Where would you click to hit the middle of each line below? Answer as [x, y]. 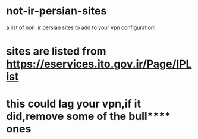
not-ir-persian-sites [56, 11]
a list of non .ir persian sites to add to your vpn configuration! [81, 27]
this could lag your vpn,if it [74, 104]
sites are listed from [56, 51]
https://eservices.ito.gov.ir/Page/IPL [99, 64]
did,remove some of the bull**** [89, 116]
